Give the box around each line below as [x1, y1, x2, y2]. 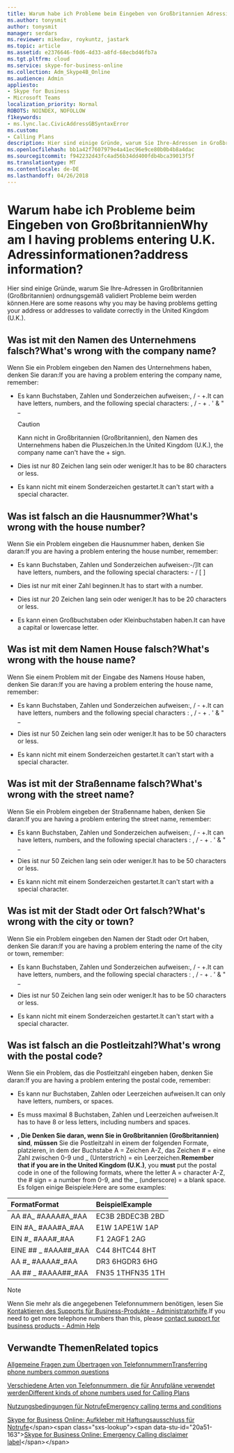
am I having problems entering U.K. [7, 231, 215, 247]
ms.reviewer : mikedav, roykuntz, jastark [7, 36, 130, 43]
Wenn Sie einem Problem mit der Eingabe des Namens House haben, [7, 673, 205, 681]
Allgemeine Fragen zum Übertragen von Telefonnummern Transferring [7, 1360, 208, 1369]
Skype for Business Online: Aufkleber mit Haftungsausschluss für [7, 1415, 195, 1424]
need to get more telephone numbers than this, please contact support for [7, 1314, 221, 1323]
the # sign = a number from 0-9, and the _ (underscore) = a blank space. [17, 1176, 226, 1184]
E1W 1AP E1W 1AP [95, 1223, 159, 1233]
